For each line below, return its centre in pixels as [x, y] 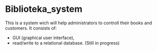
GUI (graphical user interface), [43, 38]
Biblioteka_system [44, 9]
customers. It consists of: [31, 28]
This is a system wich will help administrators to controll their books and [79, 23]
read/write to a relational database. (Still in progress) [66, 43]
